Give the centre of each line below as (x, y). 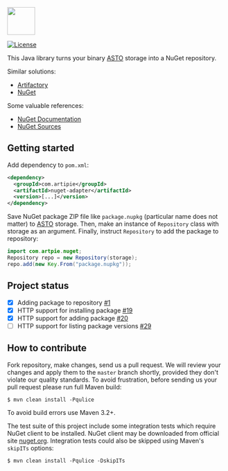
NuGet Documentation (49, 119)
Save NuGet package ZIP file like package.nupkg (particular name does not (113, 217)
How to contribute (47, 348)
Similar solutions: (32, 71)
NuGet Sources (39, 126)
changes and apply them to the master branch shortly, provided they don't (113, 372)
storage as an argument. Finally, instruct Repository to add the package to (113, 231)
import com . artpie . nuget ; (44, 251)
